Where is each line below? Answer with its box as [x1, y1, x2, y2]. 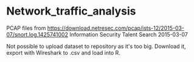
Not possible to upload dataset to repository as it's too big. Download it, [6, 43, 187, 50]
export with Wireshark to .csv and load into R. [6, 49, 120, 56]
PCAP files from [6, 24, 46, 32]
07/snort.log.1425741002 [6, 30, 69, 38]
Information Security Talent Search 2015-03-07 [69, 30, 189, 38]
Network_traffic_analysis [6, 4, 136, 18]
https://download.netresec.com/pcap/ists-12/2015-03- [47, 24, 184, 32]
